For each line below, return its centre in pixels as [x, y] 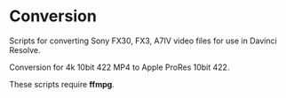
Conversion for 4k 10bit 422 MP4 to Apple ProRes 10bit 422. [119, 67]
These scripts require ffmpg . [62, 84]
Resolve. [25, 49]
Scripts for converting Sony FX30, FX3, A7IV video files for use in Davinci [143, 41]
